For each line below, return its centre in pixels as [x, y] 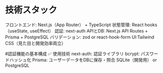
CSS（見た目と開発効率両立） [36, 43]
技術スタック [31, 10]
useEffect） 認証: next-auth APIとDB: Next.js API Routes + [89, 31]
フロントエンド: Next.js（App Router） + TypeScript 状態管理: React [75, 25]
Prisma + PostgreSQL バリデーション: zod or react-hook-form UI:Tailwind [80, 37]
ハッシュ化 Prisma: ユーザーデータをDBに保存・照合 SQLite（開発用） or [83, 60]
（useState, [17, 31]
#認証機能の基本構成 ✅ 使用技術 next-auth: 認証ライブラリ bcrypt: [72, 54]
